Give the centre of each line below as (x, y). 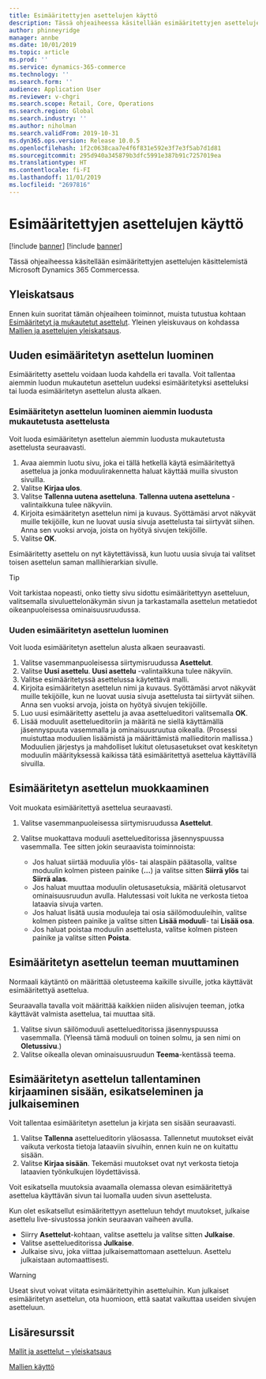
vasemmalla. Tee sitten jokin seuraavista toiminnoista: (108, 846)
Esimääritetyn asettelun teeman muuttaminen (124, 963)
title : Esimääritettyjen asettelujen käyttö (83, 15)
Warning (22, 1275)
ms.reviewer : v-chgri (45, 97)
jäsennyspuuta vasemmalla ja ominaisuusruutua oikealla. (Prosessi (129, 730)
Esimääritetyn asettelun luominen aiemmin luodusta (111, 412)
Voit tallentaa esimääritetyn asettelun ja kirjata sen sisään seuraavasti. (123, 1123)
